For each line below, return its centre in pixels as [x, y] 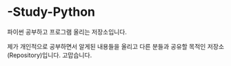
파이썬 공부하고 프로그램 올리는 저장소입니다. [67, 32]
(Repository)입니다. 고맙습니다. [50, 55]
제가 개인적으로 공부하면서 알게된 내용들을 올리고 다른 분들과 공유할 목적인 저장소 [116, 46]
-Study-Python [51, 12]
